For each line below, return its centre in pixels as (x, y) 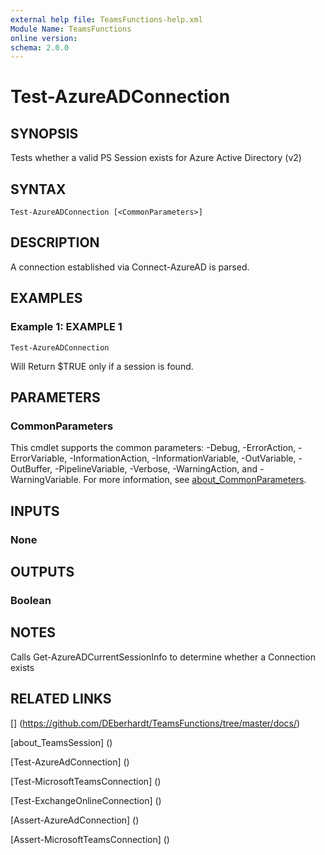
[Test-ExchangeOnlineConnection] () (86, 800)
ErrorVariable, (39, 458)
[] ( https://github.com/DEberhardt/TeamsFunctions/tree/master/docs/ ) (155, 723)
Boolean (31, 600)
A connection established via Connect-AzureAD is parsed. (130, 267)
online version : (44, 38)
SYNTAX (38, 189)
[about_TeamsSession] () (61, 742)
